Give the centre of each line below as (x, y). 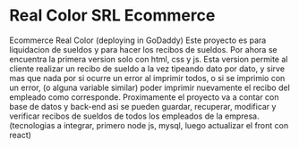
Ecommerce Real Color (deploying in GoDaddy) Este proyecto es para (138, 40)
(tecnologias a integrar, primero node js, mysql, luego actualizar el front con (149, 125)
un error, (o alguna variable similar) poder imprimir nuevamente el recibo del (150, 87)
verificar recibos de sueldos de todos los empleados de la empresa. (134, 116)
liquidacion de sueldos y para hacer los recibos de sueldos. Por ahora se (143, 49)
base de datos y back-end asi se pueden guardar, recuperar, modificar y (143, 106)
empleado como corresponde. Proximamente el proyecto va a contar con (144, 97)
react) (20, 135)
